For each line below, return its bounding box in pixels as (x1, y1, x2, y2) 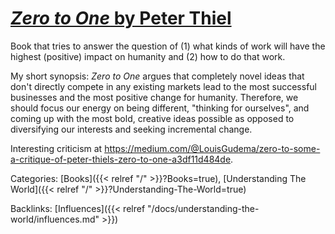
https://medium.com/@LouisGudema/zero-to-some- (104, 142, 321, 154)
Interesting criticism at (10, 142, 103, 154)
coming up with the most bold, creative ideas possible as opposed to (10, 112, 295, 124)
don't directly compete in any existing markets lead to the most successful (10, 80, 317, 92)
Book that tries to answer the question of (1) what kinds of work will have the (10, 40, 326, 52)
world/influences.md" (10, 213, 100, 225)
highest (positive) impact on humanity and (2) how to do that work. (10, 50, 286, 62)
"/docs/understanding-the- (147, 202, 260, 214)
